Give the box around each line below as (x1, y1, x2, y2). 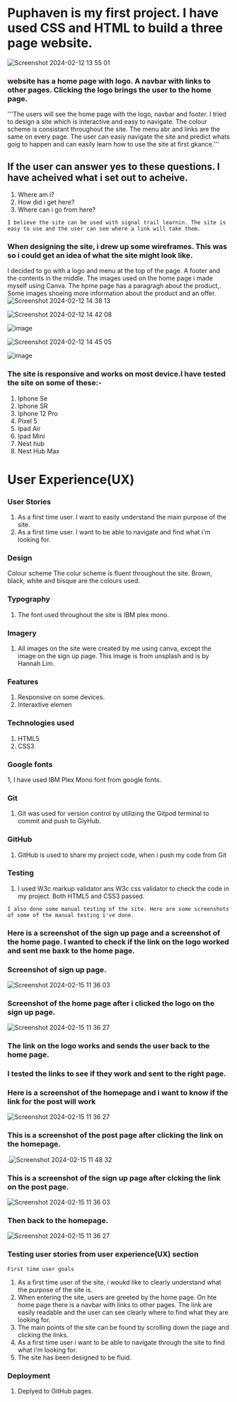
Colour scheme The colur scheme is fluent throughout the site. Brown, (7, 569, 212, 578)
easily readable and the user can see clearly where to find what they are (17, 1308, 229, 1316)
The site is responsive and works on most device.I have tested (7, 369, 226, 379)
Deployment (7, 1371, 51, 1381)
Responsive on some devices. (17, 693, 105, 701)
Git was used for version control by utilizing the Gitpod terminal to (17, 809, 209, 818)
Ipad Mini (17, 432, 45, 440)
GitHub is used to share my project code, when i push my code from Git (17, 851, 226, 859)
